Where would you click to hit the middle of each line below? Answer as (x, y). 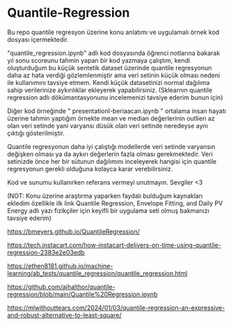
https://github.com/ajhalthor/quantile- (61, 286)
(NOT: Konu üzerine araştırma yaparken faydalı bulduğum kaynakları (105, 196)
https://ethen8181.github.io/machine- (60, 265)
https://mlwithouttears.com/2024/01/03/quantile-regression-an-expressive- (116, 307)
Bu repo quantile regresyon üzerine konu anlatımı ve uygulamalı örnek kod (113, 32)
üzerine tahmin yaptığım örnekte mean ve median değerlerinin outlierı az (111, 118)
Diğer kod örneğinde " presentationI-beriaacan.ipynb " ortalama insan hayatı (117, 111)
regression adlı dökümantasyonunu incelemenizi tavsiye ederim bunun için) (115, 97)
